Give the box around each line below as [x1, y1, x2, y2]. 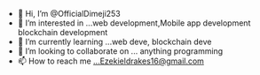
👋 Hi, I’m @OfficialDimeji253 [17, 9, 122, 19]
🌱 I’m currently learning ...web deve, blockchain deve [17, 36, 212, 47]
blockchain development [17, 27, 108, 37]
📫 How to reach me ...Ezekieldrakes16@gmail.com [17, 56, 204, 66]
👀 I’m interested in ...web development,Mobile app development [17, 18, 251, 28]
